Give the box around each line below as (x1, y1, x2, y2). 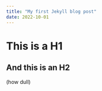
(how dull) (6, 78, 31, 85)
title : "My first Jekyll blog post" (6, 8, 97, 15)
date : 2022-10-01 (6, 14, 49, 20)
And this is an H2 (6, 63, 70, 73)
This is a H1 (6, 39, 63, 53)
